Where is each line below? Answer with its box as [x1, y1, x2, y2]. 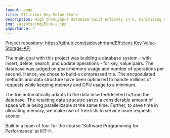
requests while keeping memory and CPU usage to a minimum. [5, 82, 137, 88]
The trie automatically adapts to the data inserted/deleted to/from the [5, 92, 150, 98]
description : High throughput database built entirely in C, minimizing [5, 17, 162, 22]
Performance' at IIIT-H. [5, 128, 53, 134]
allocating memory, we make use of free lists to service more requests [5, 108, 152, 114]
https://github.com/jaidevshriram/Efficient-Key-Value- [45, 40, 157, 46]
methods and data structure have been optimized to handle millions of [5, 77, 151, 83]
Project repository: [5, 40, 44, 46]
